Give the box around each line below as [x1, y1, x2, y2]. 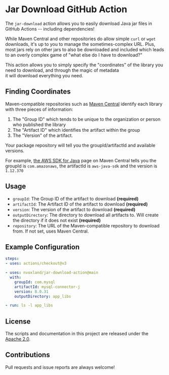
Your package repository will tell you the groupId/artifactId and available [5, 142, 156, 148]
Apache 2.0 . [5, 336, 31, 342]
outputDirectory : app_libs [14, 294, 71, 299]
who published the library [12, 121, 66, 128]
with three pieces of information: [5, 106, 73, 112]
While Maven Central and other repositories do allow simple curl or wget [5, 36, 156, 42]
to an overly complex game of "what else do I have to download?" [5, 52, 143, 58]
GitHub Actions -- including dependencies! [5, 25, 95, 32]
